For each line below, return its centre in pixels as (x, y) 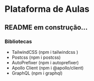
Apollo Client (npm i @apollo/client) (48, 68)
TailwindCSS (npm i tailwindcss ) (45, 52)
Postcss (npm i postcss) (36, 57)
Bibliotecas (18, 41)
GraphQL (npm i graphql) (37, 73)
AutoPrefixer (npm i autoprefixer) (45, 62)
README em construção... (46, 27)
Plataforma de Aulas (47, 9)
